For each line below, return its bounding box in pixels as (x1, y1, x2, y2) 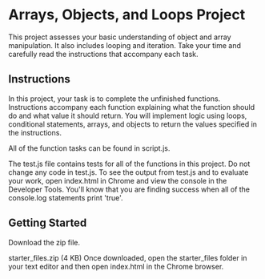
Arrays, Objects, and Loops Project (8, 6, 246, 24)
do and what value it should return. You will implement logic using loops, (8, 111, 247, 120)
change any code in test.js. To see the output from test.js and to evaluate (8, 167, 249, 177)
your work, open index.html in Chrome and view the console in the (8, 176, 227, 185)
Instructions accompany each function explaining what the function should (8, 102, 255, 111)
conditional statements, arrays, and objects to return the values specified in (8, 119, 258, 129)
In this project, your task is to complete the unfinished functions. (8, 94, 221, 103)
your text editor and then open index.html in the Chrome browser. (8, 261, 224, 271)
